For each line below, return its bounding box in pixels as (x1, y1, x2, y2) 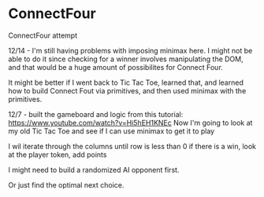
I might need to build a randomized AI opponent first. (8, 165, 180, 174)
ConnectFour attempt (8, 31, 77, 40)
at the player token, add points (8, 150, 107, 159)
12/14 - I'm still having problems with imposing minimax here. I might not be (8, 46, 253, 55)
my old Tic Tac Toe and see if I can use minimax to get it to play (8, 126, 215, 136)
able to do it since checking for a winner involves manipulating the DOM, (8, 54, 244, 64)
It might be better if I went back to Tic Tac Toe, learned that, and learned (8, 78, 244, 87)
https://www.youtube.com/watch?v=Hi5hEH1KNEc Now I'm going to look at (8, 118, 253, 127)
